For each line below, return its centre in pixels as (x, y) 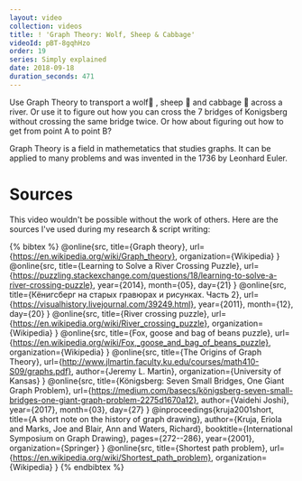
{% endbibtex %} (92, 467)
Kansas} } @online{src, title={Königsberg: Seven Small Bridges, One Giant (147, 381)
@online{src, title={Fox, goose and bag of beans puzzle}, (166, 333)
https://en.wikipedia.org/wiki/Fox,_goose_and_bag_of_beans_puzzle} (140, 342)
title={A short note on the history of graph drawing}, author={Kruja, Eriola (146, 419)
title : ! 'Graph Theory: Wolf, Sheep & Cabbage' (102, 34)
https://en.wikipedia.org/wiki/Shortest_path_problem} (112, 458)
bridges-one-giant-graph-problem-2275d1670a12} (103, 400)
